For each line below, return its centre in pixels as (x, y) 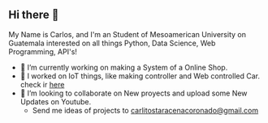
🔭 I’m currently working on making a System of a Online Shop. (124, 67)
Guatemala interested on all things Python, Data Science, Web (112, 43)
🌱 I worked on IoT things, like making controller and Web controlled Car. (140, 76)
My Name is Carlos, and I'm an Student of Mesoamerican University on (127, 34)
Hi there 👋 (34, 15)
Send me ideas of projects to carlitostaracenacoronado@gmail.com (145, 110)
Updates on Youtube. (56, 101)
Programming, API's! (43, 51)
